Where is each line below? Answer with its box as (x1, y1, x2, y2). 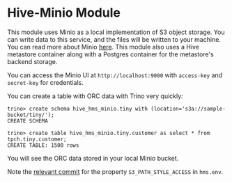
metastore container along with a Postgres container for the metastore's (7, 50, 214, 58)
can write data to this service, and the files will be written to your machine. (7, 35, 222, 43)
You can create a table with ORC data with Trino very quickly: (7, 92, 183, 100)
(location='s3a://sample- (150, 105, 226, 112)
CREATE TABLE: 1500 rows (7, 141, 79, 149)
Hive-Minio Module (7, 5, 121, 21)
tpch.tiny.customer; (7, 136, 68, 143)
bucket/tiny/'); (7, 111, 54, 118)
